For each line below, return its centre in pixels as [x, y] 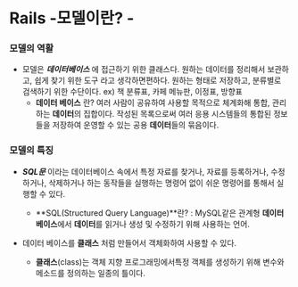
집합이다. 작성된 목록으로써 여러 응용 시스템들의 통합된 [178, 114]
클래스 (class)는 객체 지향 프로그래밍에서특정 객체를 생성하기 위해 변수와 [160, 262]
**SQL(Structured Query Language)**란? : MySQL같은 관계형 [148, 213]
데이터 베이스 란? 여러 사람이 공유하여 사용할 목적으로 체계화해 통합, [153, 102]
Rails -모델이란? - [72, 18]
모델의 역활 [32, 48]
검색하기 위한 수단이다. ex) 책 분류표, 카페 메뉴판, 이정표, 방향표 [132, 92]
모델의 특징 [32, 151]
